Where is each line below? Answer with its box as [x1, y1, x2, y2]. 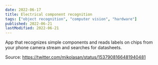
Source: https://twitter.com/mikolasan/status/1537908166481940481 [5, 54, 146, 60]
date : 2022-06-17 [5, 7, 41, 12]
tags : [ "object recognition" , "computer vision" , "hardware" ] [5, 16, 137, 21]
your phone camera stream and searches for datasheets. [5, 45, 122, 51]
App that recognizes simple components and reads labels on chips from [5, 39, 153, 45]
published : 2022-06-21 [5, 21, 52, 26]
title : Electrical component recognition [5, 12, 93, 17]
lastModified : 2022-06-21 [5, 26, 59, 31]
